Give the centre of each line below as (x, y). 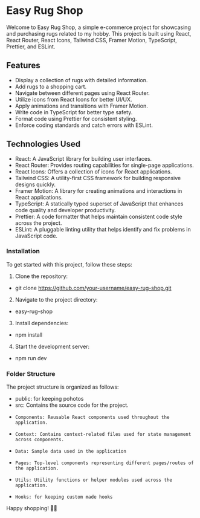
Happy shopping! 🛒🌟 (32, 508)
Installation (23, 251)
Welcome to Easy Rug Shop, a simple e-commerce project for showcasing (99, 27)
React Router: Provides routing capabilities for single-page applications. (105, 165)
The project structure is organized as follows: (63, 387)
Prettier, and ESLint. (31, 47)
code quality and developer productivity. (65, 210)
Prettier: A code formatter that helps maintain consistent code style (98, 216)
